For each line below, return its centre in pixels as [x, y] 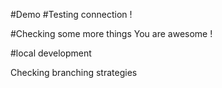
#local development [51, 53]
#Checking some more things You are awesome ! [111, 33]
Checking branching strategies [74, 72]
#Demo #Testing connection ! [71, 14]
